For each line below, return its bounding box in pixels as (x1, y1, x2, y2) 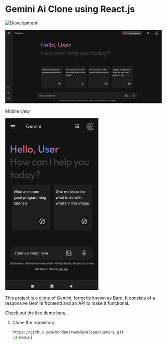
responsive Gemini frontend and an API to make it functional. (5, 300, 130, 306)
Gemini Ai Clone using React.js (5, 3, 135, 15)
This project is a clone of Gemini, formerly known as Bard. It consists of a (5, 295, 156, 301)
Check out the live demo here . (5, 310, 67, 316)
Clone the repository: (12, 319, 56, 325)
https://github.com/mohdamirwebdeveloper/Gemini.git (12, 330, 124, 335)
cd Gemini (12, 335, 33, 340)
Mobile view (5, 108, 30, 114)
